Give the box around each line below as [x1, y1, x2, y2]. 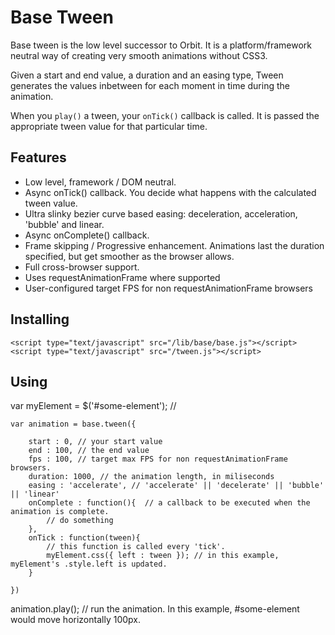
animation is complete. [10, 507, 110, 517]
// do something [46, 516, 114, 526]
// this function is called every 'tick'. [46, 542, 226, 552]
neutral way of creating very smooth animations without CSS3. [10, 49, 268, 61]
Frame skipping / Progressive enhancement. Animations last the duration [24, 239, 325, 251]
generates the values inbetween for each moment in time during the [10, 79, 290, 91]
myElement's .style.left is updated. [10, 559, 168, 570]
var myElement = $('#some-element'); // [10, 400, 177, 412]
